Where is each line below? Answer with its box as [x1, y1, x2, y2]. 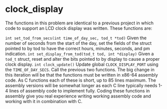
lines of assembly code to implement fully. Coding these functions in [9, 88, 150, 94]
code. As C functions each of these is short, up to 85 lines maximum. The [5, 77, 156, 83]
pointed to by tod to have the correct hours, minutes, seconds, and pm [5, 45, 151, 51]
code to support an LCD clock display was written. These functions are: [5, 25, 153, 31]
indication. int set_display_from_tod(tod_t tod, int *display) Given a [5, 51, 154, 57]
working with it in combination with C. [5, 98, 83, 104]
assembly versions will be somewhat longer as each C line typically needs [5, 82, 158, 88]
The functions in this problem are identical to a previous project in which [5, 20, 154, 26]
